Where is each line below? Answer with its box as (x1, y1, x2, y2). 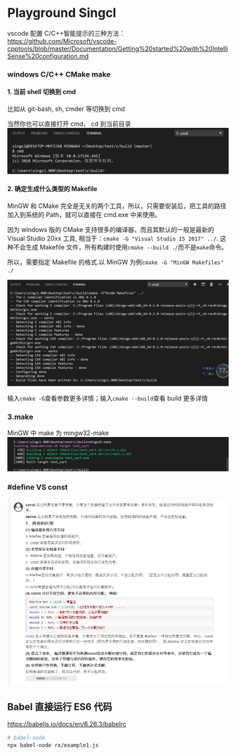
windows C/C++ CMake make (7, 69, 111, 79)
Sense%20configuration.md (7, 51, 89, 60)
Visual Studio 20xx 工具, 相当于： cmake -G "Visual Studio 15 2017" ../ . (7, 234, 219, 242)
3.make (7, 412, 34, 422)
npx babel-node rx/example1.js (7, 741, 99, 749)
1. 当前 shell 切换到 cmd (7, 88, 76, 96)
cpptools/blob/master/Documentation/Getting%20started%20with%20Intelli (7, 44, 228, 53)
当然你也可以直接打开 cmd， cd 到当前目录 (7, 119, 131, 128)
